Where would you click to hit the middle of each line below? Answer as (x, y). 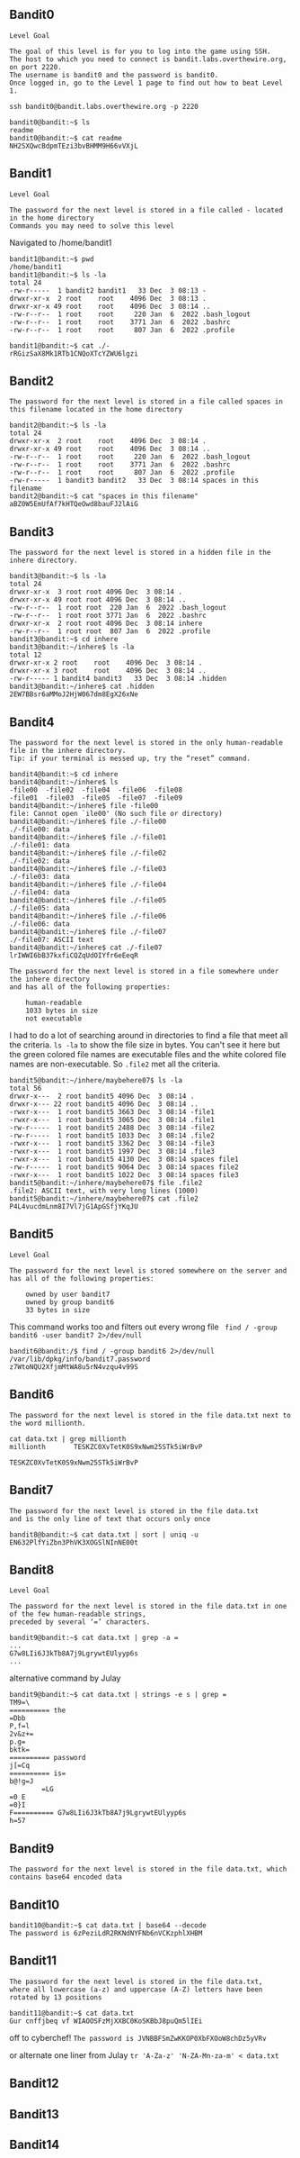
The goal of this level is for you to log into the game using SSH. (140, 51)
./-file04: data (40, 893)
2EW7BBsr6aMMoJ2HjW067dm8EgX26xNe (74, 694)
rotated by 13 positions (56, 1997)
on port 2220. (36, 67)
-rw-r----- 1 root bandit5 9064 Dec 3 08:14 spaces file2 (124, 1167)
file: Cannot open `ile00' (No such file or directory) (116, 814)
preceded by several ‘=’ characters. (80, 1622)
